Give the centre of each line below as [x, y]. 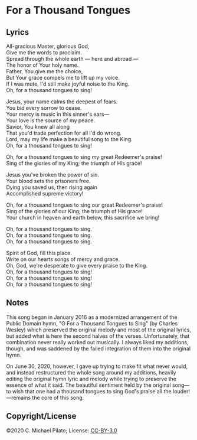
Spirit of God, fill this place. [39, 253]
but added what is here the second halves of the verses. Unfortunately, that [98, 336]
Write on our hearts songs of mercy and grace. [63, 259]
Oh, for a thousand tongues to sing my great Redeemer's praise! [84, 157]
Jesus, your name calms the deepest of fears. [62, 102]
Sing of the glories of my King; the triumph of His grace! [74, 163]
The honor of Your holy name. [42, 65]
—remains [19, 397]
